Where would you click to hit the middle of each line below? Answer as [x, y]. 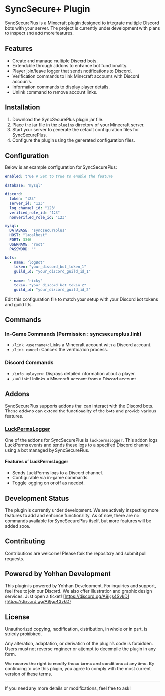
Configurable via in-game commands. [51, 477]
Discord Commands [29, 363]
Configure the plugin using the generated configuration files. [73, 140]
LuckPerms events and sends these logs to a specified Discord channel [77, 445]
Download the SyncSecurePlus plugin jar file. [58, 119]
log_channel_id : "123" [33, 208]
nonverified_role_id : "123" [38, 217]
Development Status [37, 498]
